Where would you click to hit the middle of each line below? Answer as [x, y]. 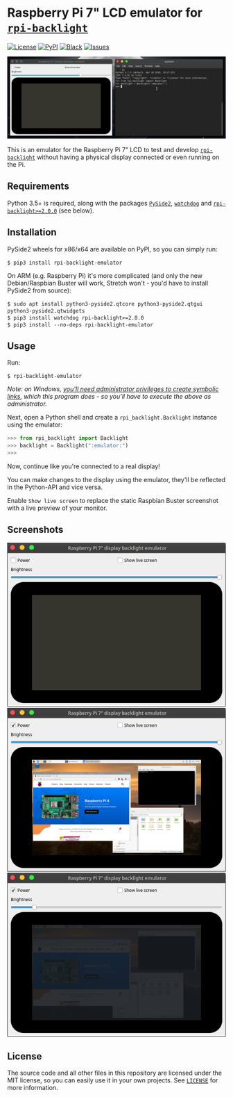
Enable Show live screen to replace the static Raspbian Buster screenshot [113, 501]
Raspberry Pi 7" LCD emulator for [105, 13]
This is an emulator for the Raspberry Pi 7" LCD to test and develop [103, 149]
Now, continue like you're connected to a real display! [84, 466]
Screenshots [35, 530]
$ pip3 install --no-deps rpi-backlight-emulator [80, 324]
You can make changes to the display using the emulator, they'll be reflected [116, 480]
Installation [32, 232]
